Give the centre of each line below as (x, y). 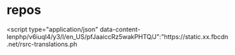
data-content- (120, 29)
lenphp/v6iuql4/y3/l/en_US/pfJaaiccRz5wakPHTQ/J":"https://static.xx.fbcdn (117, 36)
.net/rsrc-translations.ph (42, 44)
